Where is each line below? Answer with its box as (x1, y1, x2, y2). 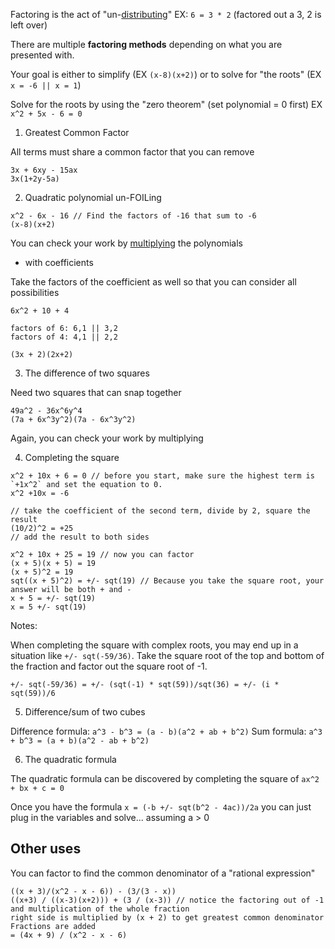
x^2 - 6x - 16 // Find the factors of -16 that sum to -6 (10, 211, 257, 221)
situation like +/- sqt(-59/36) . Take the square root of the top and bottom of (10, 650, 325, 661)
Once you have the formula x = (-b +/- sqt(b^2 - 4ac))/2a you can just (10, 801, 312, 813)
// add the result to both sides (10, 532, 150, 542)
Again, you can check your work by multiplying (10, 432, 204, 444)
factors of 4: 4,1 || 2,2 (10, 332, 118, 342)
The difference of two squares (24, 367, 150, 379)
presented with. (10, 49, 75, 61)
